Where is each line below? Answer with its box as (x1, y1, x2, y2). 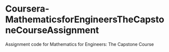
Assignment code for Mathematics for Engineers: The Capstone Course (5, 41, 154, 47)
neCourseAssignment (5, 25, 99, 36)
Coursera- (5, 3, 49, 15)
